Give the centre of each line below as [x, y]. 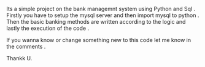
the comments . [26, 46]
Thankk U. [19, 58]
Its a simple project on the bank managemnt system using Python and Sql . [101, 9]
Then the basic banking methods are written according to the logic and [96, 22]
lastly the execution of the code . [48, 28]
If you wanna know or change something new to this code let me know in [99, 40]
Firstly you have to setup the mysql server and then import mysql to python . [103, 15]
